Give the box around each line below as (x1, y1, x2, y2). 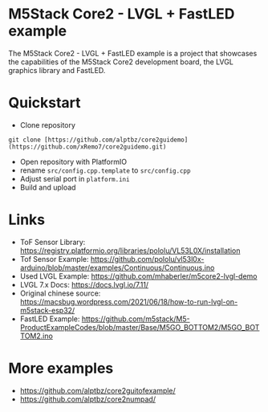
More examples (8, 359, 114, 377)
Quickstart (8, 94, 82, 112)
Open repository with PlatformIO (19, 157, 127, 166)
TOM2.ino (19, 331, 54, 341)
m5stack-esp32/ (19, 305, 75, 315)
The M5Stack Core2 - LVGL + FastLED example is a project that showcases (8, 48, 258, 58)
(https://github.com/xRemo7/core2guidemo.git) (8, 142, 167, 151)
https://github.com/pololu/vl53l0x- (90, 254, 205, 263)
